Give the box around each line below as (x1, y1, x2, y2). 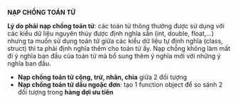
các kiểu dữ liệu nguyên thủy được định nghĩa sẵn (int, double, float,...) (7, 30, 215, 37)
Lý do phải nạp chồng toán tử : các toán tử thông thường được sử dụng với (7, 22, 225, 30)
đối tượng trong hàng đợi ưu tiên (17, 88, 114, 96)
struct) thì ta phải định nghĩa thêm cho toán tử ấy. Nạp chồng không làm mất (7, 44, 231, 52)
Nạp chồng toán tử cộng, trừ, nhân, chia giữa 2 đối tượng (17, 73, 188, 81)
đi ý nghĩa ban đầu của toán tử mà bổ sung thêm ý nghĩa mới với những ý (7, 51, 222, 60)
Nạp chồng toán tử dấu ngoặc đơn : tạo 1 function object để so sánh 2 (17, 80, 223, 89)
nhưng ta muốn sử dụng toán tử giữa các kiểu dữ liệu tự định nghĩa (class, (7, 37, 224, 45)
